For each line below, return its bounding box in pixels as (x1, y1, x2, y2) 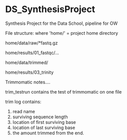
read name (12, 108, 35, 114)
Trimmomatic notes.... (5, 79, 50, 85)
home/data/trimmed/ (5, 59, 48, 65)
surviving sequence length (12, 114, 68, 120)
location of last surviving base (12, 124, 76, 130)
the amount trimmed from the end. (12, 130, 84, 136)
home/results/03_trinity (5, 69, 54, 75)
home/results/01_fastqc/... (5, 50, 59, 56)
